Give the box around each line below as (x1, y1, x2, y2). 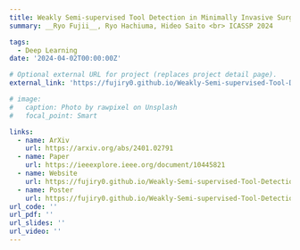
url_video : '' (9, 227, 62, 237)
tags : (9, 37, 29, 46)
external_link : (9, 79, 66, 87)
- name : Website (17, 169, 78, 178)
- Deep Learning (17, 46, 78, 54)
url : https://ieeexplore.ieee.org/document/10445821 (25, 161, 226, 170)
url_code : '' (9, 202, 58, 211)
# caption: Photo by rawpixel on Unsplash (9, 103, 178, 112)
